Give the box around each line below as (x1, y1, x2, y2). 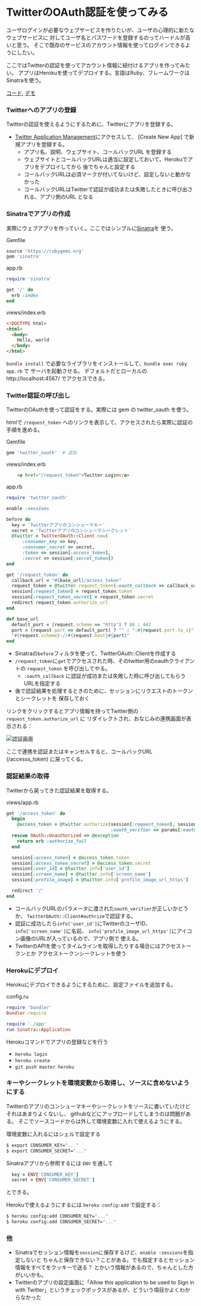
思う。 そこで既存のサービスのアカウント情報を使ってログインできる (16, 41, 185, 49)
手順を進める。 (6, 426, 43, 433)
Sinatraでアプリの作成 (6, 210, 71, 218)
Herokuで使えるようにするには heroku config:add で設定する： (6, 1201, 162, 1208)
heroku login (14, 1051, 48, 1057)
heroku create (14, 1057, 50, 1064)
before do (6, 516, 31, 522)
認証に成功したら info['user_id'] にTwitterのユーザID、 (14, 919, 151, 927)
